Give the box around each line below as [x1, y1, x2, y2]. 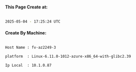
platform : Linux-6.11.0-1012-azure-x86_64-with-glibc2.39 [5, 54, 132, 59]
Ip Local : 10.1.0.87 [5, 63, 52, 68]
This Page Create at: [5, 4, 48, 10]
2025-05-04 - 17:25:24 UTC [5, 19, 61, 24]
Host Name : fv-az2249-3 [5, 45, 56, 50]
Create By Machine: [5, 30, 47, 36]
